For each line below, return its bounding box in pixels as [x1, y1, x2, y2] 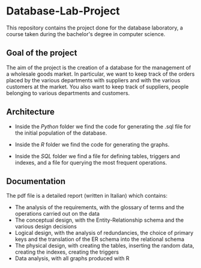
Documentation [6, 176, 66, 186]
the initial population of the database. [14, 129, 107, 136]
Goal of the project [6, 48, 77, 58]
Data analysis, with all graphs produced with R [14, 255, 130, 262]
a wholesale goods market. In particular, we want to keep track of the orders [6, 70, 195, 78]
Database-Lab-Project [6, 4, 120, 18]
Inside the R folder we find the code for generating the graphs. [14, 141, 170, 148]
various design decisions [14, 223, 77, 230]
